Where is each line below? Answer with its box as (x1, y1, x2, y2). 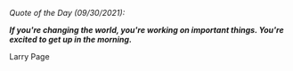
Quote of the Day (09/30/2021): (9, 8, 126, 18)
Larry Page (9, 51, 51, 61)
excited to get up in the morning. (9, 35, 132, 44)
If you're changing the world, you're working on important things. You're (9, 25, 284, 35)
